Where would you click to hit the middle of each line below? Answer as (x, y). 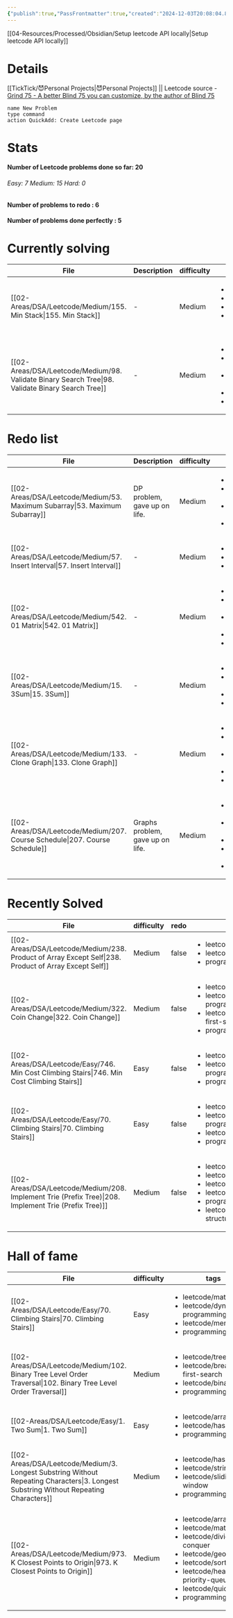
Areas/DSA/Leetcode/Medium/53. (67, 497)
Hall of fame (43, 1256)
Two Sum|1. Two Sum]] (49, 1429)
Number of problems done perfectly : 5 (64, 221)
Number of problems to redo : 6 (53, 205)
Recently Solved (55, 904)
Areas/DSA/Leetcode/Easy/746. (63, 1064)
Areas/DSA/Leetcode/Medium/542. (69, 617)
